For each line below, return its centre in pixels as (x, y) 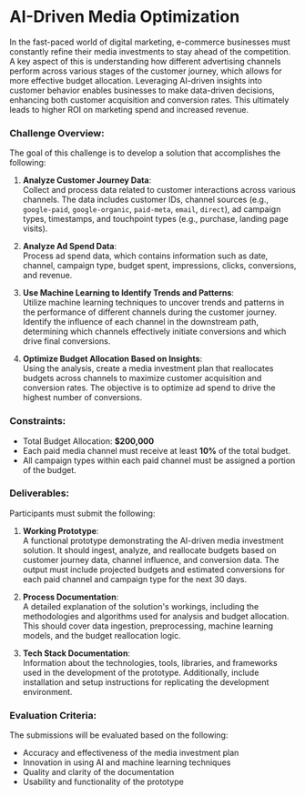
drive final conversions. (66, 341)
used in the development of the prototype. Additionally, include (141, 672)
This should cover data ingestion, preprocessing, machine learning (148, 626)
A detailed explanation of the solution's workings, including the (141, 606)
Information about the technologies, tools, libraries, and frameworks (150, 662)
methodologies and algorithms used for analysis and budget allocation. (156, 616)
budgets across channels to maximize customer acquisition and (142, 378)
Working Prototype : (61, 530)
